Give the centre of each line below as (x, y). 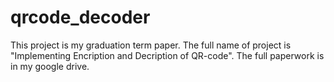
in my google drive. (50, 66)
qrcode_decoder (80, 17)
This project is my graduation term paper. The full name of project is (151, 45)
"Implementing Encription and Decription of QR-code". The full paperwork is (167, 55)
